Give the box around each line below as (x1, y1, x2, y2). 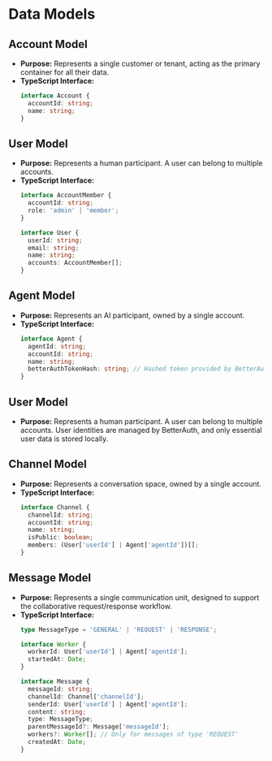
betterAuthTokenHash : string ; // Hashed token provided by (28, 365, 232, 374)
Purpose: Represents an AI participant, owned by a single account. (19, 310, 245, 320)
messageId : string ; (28, 685, 94, 693)
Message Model (8, 571, 92, 585)
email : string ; (28, 244, 80, 252)
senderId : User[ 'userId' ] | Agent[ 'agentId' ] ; (28, 700, 188, 708)
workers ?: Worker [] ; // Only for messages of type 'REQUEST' (28, 730, 240, 739)
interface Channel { (19, 503, 90, 512)
